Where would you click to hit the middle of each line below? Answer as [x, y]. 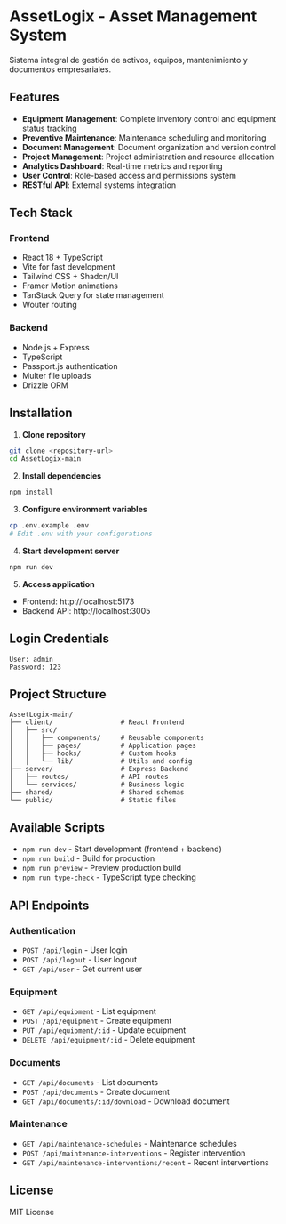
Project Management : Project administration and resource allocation [148, 157]
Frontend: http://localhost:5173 [78, 601]
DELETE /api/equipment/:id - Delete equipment [108, 1040]
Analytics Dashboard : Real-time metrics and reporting [123, 165]
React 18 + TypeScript [63, 258]
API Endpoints [49, 905]
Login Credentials [59, 639]
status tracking [49, 128]
